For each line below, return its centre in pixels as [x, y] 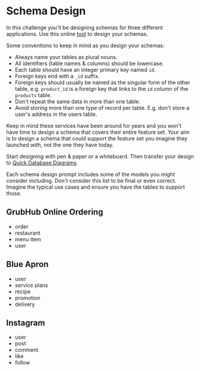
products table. [33, 95]
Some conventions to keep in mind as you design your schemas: [85, 45]
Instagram [26, 323]
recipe [23, 292]
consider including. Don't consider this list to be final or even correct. [91, 180]
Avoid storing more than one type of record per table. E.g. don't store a [102, 108]
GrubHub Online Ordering [55, 212]
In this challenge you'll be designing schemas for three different [84, 27]
